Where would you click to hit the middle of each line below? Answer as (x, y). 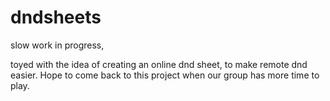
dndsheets (56, 17)
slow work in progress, (57, 45)
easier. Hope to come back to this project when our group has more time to (165, 75)
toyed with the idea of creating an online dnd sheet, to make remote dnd (159, 64)
